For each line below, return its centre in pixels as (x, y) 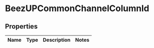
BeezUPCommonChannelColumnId (77, 8)
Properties (21, 26)
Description (57, 40)
